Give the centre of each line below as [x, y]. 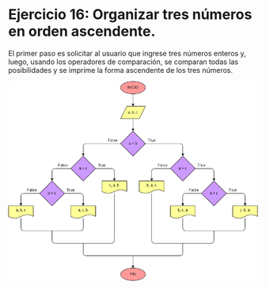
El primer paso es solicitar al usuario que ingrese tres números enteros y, [127, 53]
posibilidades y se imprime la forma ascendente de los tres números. [121, 70]
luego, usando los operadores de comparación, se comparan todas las [123, 62]
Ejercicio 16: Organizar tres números [130, 15]
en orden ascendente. [82, 31]
